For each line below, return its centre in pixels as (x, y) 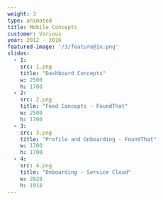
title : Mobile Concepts (43, 27)
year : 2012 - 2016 (34, 40)
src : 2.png (36, 100)
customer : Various (34, 34)
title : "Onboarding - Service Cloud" (76, 172)
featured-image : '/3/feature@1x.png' (63, 47)
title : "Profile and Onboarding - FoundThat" (89, 139)
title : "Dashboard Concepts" (63, 73)
